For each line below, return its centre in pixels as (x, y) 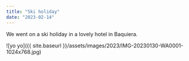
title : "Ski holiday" (33, 12)
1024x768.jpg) (24, 52)
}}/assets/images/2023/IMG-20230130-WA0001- (123, 46)
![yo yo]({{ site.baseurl (34, 46)
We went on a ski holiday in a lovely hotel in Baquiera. (72, 34)
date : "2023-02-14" (30, 17)
